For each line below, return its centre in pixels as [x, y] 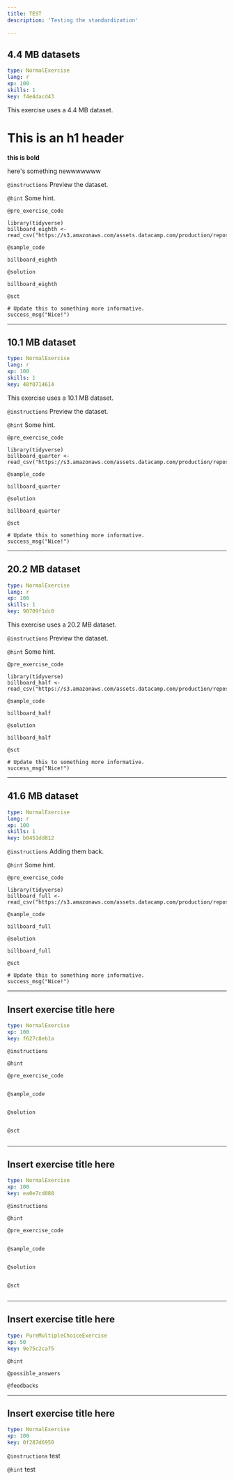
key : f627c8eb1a [31, 1038]
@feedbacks [23, 1386]
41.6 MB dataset [43, 796]
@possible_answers [34, 1373]
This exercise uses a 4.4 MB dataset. [60, 110]
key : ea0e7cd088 [31, 1194]
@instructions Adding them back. [56, 851]
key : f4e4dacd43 [31, 96]
